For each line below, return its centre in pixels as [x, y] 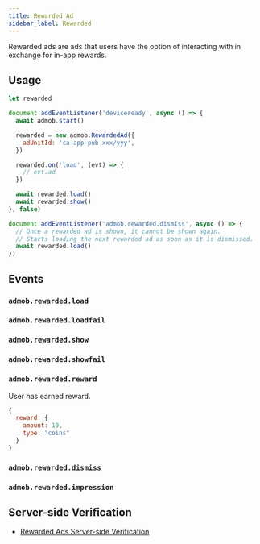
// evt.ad [39, 172]
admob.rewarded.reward [53, 379]
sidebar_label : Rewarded [50, 23]
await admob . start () [50, 121]
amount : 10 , [43, 426]
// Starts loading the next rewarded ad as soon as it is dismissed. [134, 239]
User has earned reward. [50, 396]
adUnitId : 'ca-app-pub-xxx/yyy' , [79, 143]
